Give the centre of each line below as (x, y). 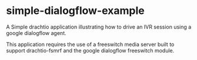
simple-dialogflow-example (76, 11)
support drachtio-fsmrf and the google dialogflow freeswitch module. (90, 50)
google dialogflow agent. (36, 33)
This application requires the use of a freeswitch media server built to (90, 44)
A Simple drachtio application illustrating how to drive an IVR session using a (99, 27)
